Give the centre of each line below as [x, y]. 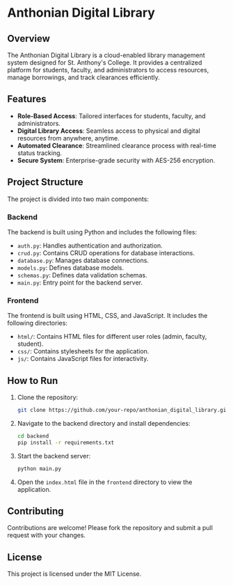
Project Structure [45, 182]
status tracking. [40, 153]
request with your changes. [46, 535]
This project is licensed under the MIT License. [74, 574]
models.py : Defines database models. [71, 267]
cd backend [33, 436]
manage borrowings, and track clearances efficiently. [83, 77]
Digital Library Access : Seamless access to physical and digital [109, 131]
